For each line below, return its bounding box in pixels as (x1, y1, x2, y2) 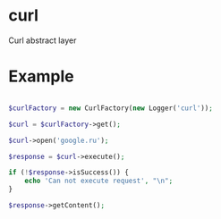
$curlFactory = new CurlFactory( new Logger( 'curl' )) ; (8, 104, 214, 113)
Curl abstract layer (8, 35, 77, 46)
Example (8, 66, 74, 87)
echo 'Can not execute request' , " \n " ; (24, 176, 174, 186)
